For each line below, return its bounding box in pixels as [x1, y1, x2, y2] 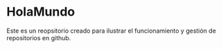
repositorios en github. [6, 33, 71, 42]
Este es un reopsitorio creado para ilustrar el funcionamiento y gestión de [6, 27, 216, 35]
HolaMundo [6, 4, 75, 20]
